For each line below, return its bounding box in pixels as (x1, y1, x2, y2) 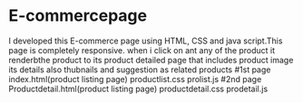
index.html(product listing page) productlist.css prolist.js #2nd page (8, 73, 262, 84)
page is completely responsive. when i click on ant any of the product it (8, 44, 276, 55)
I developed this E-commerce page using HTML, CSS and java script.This (8, 35, 283, 46)
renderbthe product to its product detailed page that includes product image (8, 54, 294, 65)
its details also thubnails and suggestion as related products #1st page (8, 64, 271, 75)
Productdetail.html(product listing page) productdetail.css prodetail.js (8, 83, 269, 94)
